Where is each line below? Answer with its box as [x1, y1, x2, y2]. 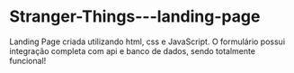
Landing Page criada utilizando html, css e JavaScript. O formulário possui [9, 36, 286, 47]
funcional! [9, 55, 47, 66]
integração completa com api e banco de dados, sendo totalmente [9, 45, 256, 56]
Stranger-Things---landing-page [9, 6, 261, 27]
